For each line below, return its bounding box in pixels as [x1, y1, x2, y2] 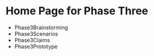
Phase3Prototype [14, 43, 58, 50]
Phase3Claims [14, 36, 51, 43]
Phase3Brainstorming [14, 24, 69, 31]
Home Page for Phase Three [5, 4, 149, 18]
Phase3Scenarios [14, 30, 58, 37]
